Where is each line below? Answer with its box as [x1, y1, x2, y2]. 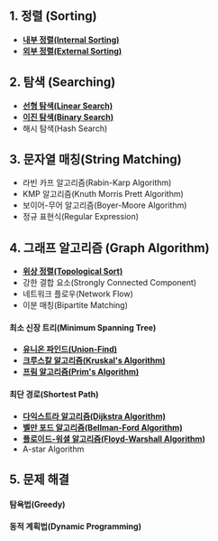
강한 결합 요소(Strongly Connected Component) [22, 277, 196, 288]
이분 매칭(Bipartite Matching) [22, 300, 129, 311]
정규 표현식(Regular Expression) [22, 211, 140, 222]
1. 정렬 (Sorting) [9, 8, 97, 24]
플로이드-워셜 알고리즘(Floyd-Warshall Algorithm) [22, 433, 205, 444]
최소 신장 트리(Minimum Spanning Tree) [9, 322, 157, 332]
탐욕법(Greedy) [9, 499, 66, 509]
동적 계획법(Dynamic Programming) [9, 521, 142, 532]
